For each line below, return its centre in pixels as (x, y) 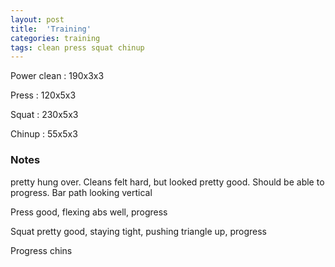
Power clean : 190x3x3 (57, 76)
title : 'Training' (51, 29)
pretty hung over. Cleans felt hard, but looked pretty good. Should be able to (167, 182)
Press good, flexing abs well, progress (89, 212)
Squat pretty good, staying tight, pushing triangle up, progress (138, 231)
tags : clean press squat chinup (77, 47)
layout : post (37, 19)
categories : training (55, 38)
